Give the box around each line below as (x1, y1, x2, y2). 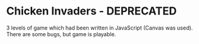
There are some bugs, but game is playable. (6, 30, 116, 37)
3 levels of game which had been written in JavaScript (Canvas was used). (6, 24, 193, 31)
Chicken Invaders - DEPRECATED (6, 4, 177, 18)
